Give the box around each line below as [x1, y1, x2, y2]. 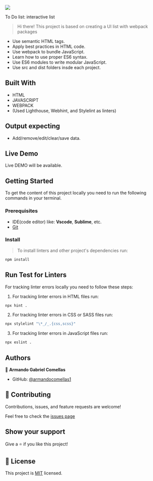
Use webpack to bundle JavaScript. [12, 49, 85, 54]
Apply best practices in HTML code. [12, 43, 86, 49]
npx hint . [5, 303, 28, 308]
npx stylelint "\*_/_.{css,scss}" [5, 321, 76, 326]
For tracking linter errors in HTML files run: [12, 293, 99, 299]
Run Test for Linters [5, 271, 67, 279]
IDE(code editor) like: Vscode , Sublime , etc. [12, 219, 102, 225]
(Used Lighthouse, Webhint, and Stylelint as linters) [12, 108, 117, 114]
